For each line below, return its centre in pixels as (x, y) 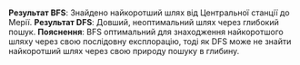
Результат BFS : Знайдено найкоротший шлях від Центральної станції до (149, 13)
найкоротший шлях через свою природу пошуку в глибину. (124, 51)
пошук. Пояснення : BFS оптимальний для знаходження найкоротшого (146, 32)
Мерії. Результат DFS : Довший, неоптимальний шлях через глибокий (144, 23)
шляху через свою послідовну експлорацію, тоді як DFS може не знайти (150, 42)
